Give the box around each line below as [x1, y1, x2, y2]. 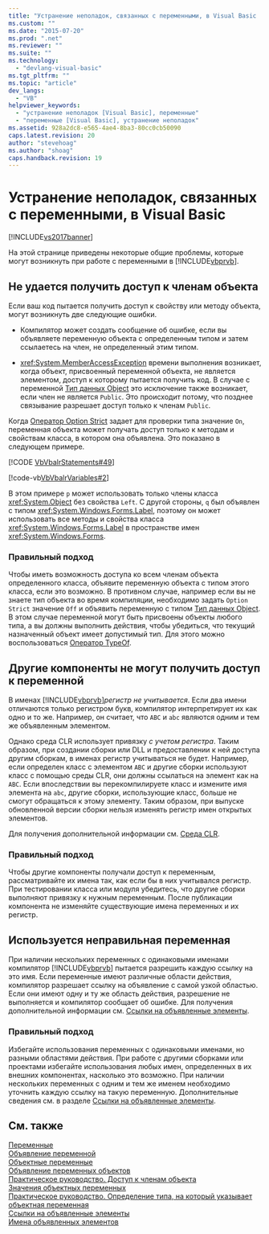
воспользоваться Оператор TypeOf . [8, 638, 132, 648]
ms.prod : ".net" [8, 34, 63, 43]
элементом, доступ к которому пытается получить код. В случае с [19, 375, 251, 385]
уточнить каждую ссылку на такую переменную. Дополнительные [8, 1087, 238, 1096]
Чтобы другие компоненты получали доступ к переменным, [8, 867, 216, 877]
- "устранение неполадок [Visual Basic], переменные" [15, 109, 199, 117]
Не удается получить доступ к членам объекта [8, 279, 259, 294]
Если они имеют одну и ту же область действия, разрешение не [8, 989, 230, 998]
